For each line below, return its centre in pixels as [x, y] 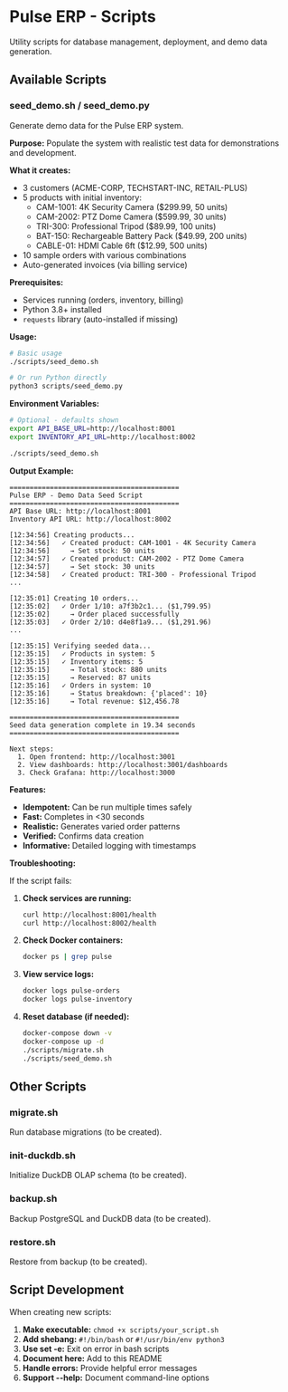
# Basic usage [36, 353]
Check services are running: [77, 898]
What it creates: [40, 170]
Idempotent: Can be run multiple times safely [107, 807]
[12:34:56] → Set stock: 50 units [82, 551]
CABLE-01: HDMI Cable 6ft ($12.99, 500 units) [121, 245]
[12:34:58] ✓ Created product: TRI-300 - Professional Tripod [133, 574]
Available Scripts [58, 80]
